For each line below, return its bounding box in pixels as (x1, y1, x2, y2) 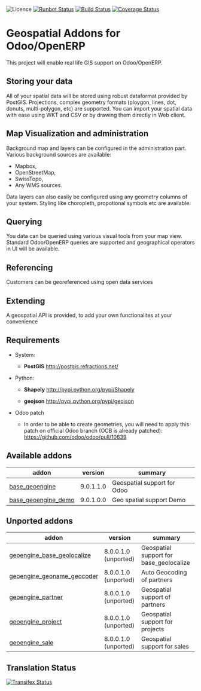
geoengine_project (9, 617, 62, 626)
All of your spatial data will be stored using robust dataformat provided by (6, 92, 188, 99)
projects (141, 625, 165, 634)
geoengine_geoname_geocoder (9, 572, 99, 580)
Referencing (6, 262, 53, 273)
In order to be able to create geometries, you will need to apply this (23, 420, 190, 427)
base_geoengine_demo (9, 496, 75, 504)
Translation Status (6, 662, 77, 672)
